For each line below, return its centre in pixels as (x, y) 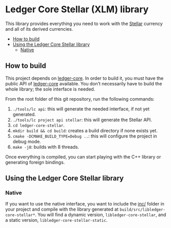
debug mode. (27, 141)
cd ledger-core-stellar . (39, 125)
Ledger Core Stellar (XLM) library (77, 9)
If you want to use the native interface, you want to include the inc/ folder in (85, 204)
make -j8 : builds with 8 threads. (46, 147)
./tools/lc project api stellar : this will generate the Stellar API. (82, 120)
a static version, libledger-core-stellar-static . (56, 220)
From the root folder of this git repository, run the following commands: (80, 99)
